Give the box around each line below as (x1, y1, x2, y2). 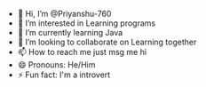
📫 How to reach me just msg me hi (17, 47, 147, 57)
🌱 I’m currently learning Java (17, 28, 123, 37)
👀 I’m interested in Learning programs (17, 18, 156, 28)
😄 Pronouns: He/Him (17, 59, 96, 70)
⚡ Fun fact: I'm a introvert (17, 69, 111, 80)
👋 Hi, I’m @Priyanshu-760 (17, 9, 112, 19)
